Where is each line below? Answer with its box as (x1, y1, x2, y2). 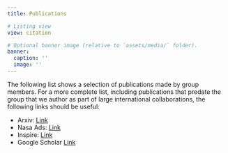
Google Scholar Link (17, 138, 76, 146)
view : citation (7, 29, 52, 36)
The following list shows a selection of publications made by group (7, 80, 199, 88)
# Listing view (7, 22, 52, 30)
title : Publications (7, 10, 68, 17)
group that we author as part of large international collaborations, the (7, 95, 206, 103)
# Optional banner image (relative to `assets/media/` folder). (7, 42, 198, 49)
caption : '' (13, 55, 49, 62)
